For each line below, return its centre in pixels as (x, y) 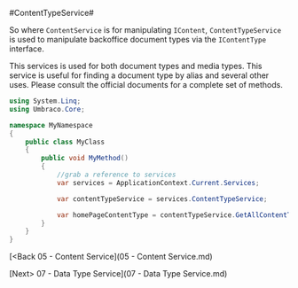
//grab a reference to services (116, 175)
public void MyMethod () (85, 159)
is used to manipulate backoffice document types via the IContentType (138, 39)
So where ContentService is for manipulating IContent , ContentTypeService (145, 30)
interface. (27, 49)
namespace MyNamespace (51, 125)
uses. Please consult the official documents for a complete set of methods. (146, 85)
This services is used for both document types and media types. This (136, 66)
